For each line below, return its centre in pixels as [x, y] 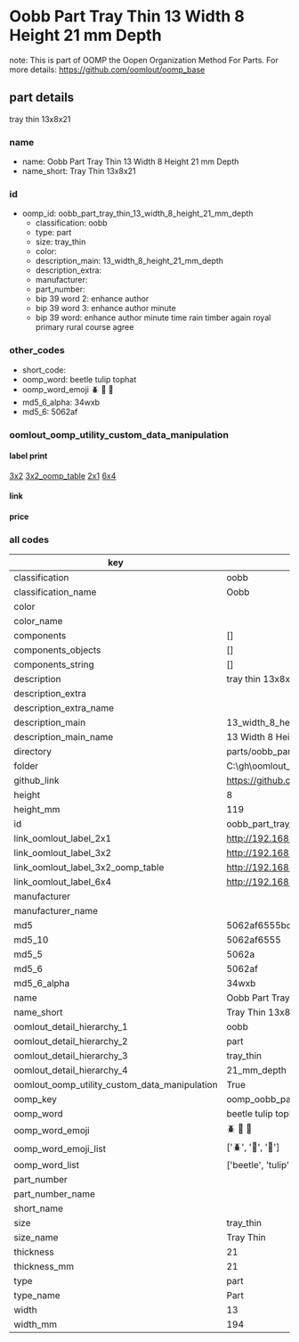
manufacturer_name [56, 911]
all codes [29, 539]
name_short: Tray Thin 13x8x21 [79, 171]
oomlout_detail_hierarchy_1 [71, 1027]
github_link [36, 780]
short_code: [44, 370]
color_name [38, 622]
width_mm [36, 1324]
